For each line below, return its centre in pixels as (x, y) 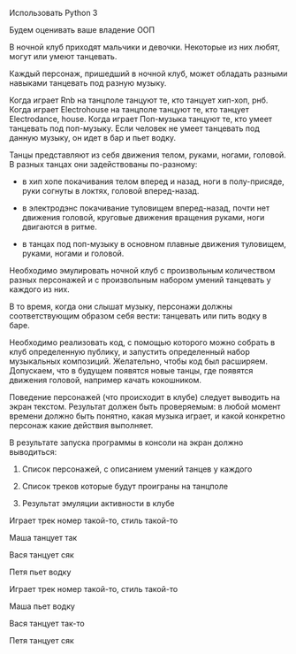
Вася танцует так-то (47, 623)
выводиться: (33, 452)
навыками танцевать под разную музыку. (88, 83)
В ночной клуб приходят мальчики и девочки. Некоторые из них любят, (144, 47)
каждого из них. (40, 289)
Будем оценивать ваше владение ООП (82, 30)
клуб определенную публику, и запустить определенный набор (129, 352)
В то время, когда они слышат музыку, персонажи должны (121, 306)
